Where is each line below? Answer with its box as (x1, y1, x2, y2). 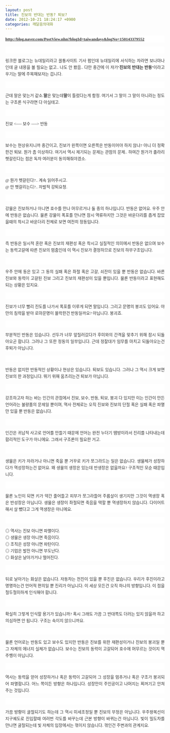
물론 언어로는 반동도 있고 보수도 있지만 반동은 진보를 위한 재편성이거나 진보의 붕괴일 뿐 (5, 640, 165, 645)
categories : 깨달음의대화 (5, 21, 54, 27)
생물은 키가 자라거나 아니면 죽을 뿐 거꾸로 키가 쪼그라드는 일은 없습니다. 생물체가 (5, 458, 153, 464)
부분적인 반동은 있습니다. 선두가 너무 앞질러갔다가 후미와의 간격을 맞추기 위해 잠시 (5, 332, 156, 338)
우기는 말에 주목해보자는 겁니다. (5, 72, 63, 77)
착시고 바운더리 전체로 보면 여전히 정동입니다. (17, 219, 100, 225)
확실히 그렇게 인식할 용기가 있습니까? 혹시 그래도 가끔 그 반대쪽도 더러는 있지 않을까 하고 (5, 611, 165, 617)
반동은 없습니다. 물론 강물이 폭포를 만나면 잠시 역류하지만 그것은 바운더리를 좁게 (10, 213, 156, 218)
